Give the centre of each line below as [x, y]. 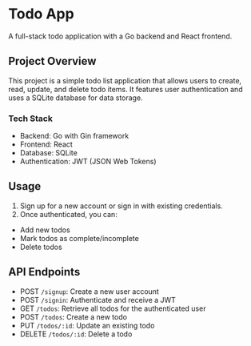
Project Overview [52, 61]
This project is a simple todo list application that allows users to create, [125, 80]
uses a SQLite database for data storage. [76, 98]
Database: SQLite [48, 153]
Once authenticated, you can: [68, 214]
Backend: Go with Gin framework [74, 136]
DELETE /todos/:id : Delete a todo [76, 334]
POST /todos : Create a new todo [74, 316]
